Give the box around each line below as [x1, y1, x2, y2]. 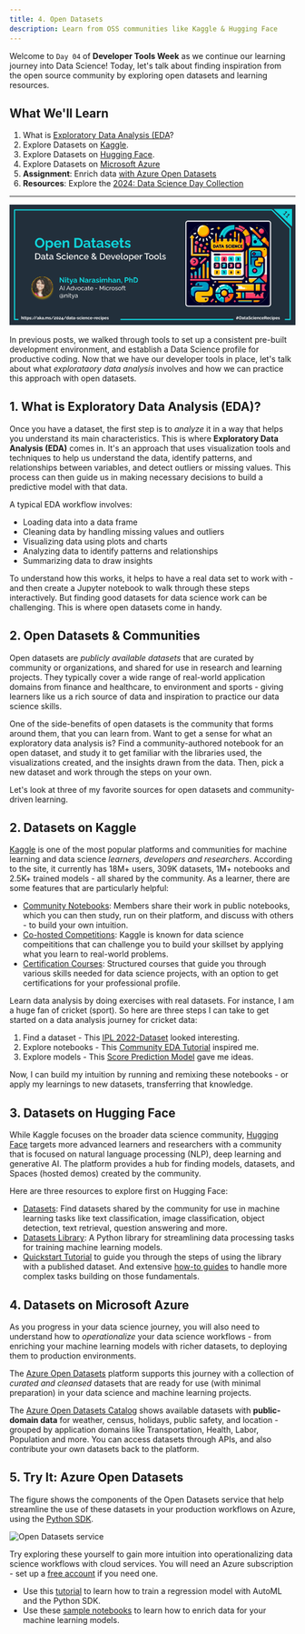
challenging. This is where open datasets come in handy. [9, 601, 222, 613]
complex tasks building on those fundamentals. [22, 1271, 200, 1282]
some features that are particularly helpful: [9, 883, 170, 894]
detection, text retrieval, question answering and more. [22, 1223, 228, 1234]
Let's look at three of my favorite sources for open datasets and [9, 784, 248, 795]
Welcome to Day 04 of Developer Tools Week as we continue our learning [9, 50, 286, 61]
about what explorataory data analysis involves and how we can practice [9, 363, 284, 374]
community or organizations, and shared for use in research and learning [9, 662, 283, 673]
